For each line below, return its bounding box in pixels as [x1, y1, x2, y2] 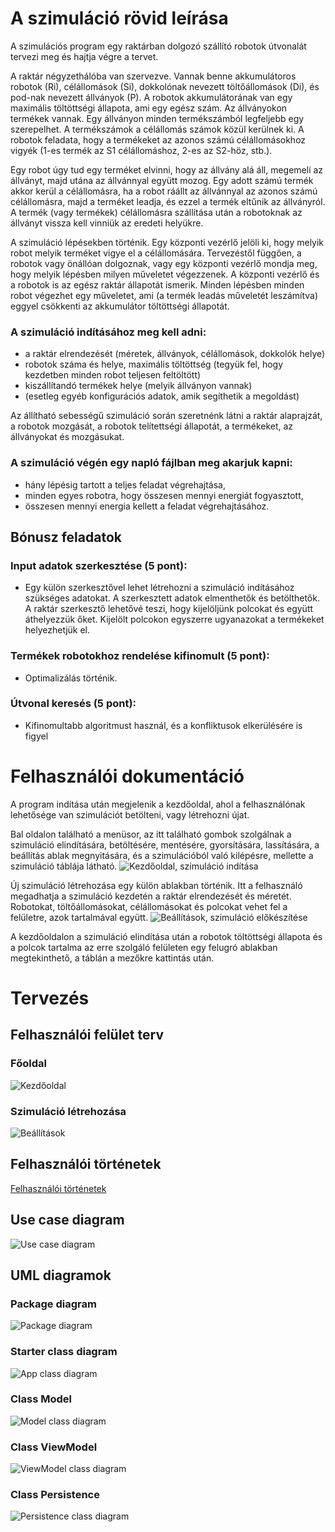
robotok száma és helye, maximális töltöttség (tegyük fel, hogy [24, 358, 284, 371]
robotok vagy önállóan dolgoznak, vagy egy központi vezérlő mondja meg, [10, 257, 318, 269]
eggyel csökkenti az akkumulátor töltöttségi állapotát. [10, 300, 230, 312]
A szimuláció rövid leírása [10, 7, 229, 30]
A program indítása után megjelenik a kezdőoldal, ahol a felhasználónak [10, 798, 306, 810]
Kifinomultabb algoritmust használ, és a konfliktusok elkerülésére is [24, 719, 303, 731]
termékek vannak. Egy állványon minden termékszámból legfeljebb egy [10, 112, 305, 124]
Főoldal [10, 1057, 47, 1071]
